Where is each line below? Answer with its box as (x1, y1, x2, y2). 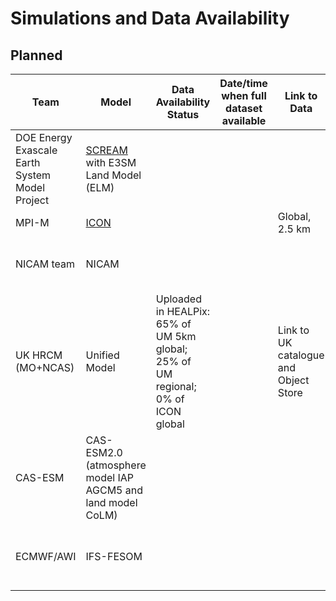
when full (221, 89, 267, 102)
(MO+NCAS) (15, 361, 75, 374)
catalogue (277, 348, 325, 362)
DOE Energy (15, 131, 73, 144)
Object (277, 373, 310, 387)
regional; (155, 380, 197, 393)
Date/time (219, 77, 268, 90)
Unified (85, 348, 120, 362)
